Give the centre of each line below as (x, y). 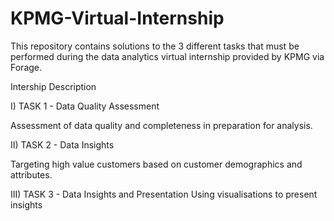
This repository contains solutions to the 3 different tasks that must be (155, 46)
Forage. (26, 67)
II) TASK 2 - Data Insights (62, 144)
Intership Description (53, 86)
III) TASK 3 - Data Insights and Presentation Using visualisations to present (164, 194)
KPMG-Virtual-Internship (117, 18)
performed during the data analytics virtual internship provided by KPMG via (167, 56)
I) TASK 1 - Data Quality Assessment (85, 106)
